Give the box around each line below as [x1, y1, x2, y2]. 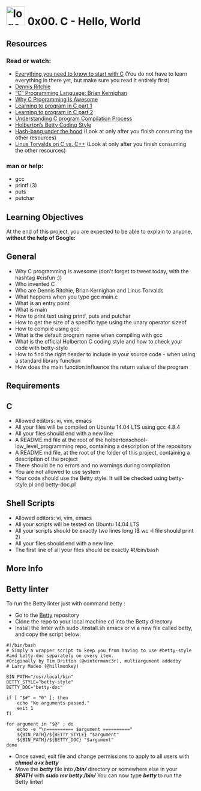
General [6, 252, 37, 262]
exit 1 [17, 706, 34, 712]
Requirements [6, 381, 60, 391]
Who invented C [14, 280, 55, 288]
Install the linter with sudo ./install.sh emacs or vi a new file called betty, [14, 625, 193, 632]
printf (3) [14, 182, 37, 189]
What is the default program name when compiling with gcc [14, 331, 163, 339]
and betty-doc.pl [34, 481, 76, 488]
